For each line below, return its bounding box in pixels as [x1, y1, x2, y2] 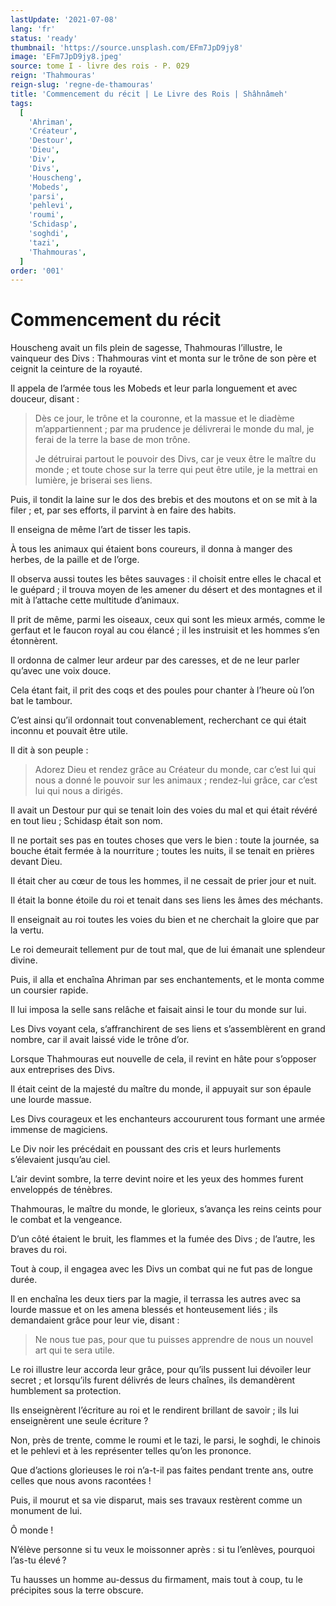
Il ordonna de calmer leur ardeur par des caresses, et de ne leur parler [10, 654, 300, 666]
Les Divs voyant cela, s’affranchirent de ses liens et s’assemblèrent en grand [10, 1023, 326, 1035]
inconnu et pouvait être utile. [10, 725, 129, 737]
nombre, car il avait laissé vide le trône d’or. [10, 1034, 190, 1046]
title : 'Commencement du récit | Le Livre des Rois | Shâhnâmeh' [10, 89, 288, 99]
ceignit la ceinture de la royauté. [10, 363, 143, 375]
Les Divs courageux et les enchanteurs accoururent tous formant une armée [10, 1113, 326, 1125]
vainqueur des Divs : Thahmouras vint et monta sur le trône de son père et [10, 352, 317, 365]
